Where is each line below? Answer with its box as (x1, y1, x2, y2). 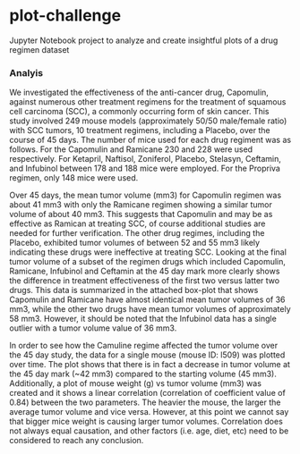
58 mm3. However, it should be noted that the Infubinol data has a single (9, 314, 278, 324)
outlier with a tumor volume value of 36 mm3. (9, 323, 177, 333)
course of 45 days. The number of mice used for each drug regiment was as (9, 135, 292, 146)
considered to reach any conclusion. (9, 435, 144, 446)
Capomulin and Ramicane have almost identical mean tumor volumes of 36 (9, 294, 286, 305)
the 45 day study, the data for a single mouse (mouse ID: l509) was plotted (9, 349, 286, 360)
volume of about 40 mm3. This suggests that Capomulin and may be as (9, 209, 273, 220)
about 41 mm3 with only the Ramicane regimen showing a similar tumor (9, 199, 273, 210)
